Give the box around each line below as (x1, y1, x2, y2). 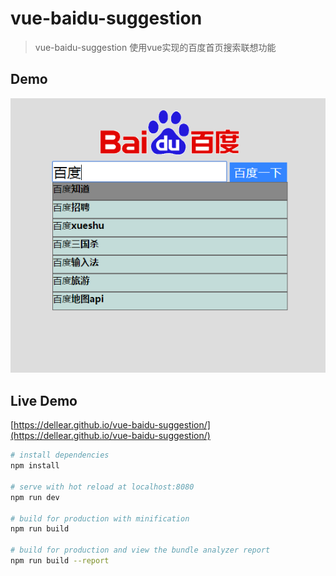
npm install (10, 461, 60, 471)
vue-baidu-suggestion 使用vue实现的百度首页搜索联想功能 (34, 41, 277, 53)
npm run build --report (10, 556, 110, 566)
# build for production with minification (10, 513, 190, 524)
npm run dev (10, 492, 60, 502)
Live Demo (10, 392, 78, 409)
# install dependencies (10, 450, 110, 461)
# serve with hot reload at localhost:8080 (10, 482, 195, 492)
